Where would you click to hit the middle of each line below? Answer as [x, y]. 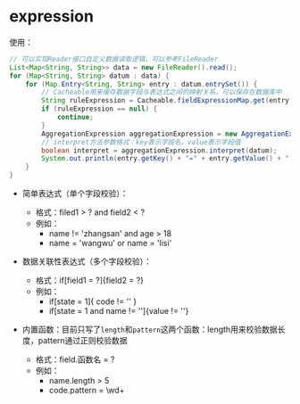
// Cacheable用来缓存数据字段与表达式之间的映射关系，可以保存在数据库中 [162, 92]
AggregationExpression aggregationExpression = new [140, 134]
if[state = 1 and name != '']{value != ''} [119, 311]
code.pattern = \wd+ [87, 391]
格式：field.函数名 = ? [75, 359]
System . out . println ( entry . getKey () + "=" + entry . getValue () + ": [167, 159]
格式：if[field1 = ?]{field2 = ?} [90, 280]
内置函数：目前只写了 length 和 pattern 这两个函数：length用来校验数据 [150, 330]
